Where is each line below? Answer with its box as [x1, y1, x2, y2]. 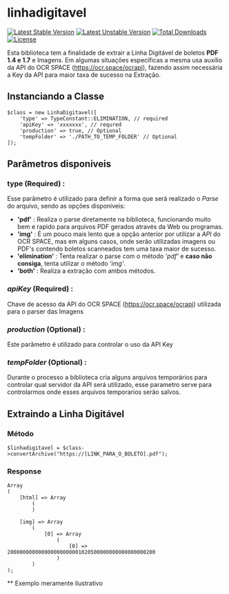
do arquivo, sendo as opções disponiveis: [7, 202, 126, 210]
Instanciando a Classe [7, 91, 105, 102]
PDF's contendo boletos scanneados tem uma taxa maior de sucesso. [17, 244, 217, 253]
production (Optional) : [7, 324, 86, 334]
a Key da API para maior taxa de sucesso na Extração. [7, 71, 161, 79]
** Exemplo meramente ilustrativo [7, 579, 103, 588]
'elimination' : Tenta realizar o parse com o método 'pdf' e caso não [17, 252, 212, 260]
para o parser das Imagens [7, 307, 84, 316]
